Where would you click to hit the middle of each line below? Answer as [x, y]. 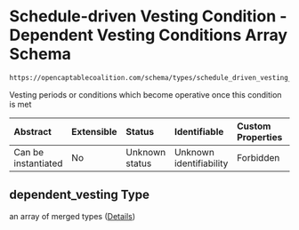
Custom [254, 126]
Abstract [32, 131]
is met [20, 104]
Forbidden [259, 157]
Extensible [94, 131]
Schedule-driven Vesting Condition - [148, 16]
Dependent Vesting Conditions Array [148, 35]
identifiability [201, 163]
